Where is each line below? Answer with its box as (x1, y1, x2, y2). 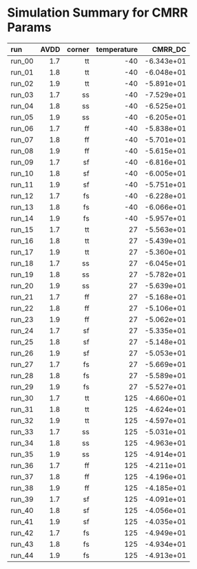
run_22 (10, 303, 34, 313)
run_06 (10, 123, 34, 133)
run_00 (10, 56, 34, 66)
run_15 (10, 225, 34, 234)
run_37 (10, 472, 34, 481)
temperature (96, 44, 138, 54)
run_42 (10, 528, 34, 537)
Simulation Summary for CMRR (7, 5, 188, 21)
